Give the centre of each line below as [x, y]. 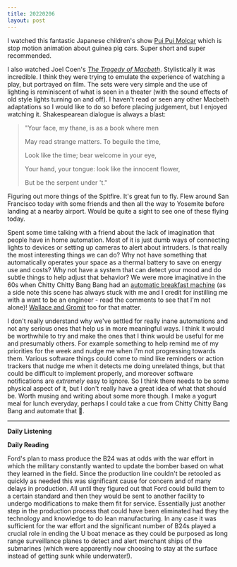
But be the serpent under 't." [66, 182]
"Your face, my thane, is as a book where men [91, 128]
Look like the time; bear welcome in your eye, [91, 155]
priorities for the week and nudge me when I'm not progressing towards [112, 350]
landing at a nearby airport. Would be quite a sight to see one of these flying [118, 211]
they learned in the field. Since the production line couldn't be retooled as [114, 473]
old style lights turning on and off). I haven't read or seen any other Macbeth [118, 99]
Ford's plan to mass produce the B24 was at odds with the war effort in [110, 458]
